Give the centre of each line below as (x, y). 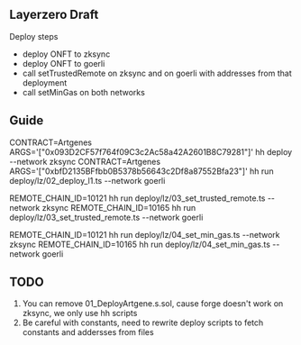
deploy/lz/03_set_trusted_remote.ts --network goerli (106, 217)
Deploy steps (34, 36)
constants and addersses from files (88, 332)
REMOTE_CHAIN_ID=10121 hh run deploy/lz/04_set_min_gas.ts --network (145, 234)
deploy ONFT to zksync (66, 54)
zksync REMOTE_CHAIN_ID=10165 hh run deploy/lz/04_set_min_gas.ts (140, 244)
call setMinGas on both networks (84, 92)
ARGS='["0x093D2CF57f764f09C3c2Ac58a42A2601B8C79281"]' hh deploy (151, 151)
